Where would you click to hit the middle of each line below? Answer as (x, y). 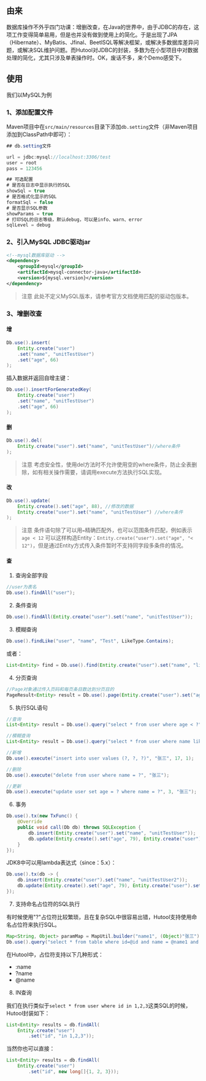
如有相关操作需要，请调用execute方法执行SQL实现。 (99, 472)
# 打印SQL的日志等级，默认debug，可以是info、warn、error (74, 220)
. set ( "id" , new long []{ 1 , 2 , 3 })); (74, 1072)
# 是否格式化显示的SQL (32, 197)
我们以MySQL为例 (29, 94)
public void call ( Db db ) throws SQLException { (79, 828)
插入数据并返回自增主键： (39, 378)
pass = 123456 (25, 168)
